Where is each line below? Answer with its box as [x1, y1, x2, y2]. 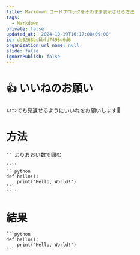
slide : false [6, 48, 39, 54]
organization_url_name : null [6, 43, 79, 49]
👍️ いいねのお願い [6, 81, 93, 95]
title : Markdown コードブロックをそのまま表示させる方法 [6, 8, 135, 15]
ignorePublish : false [6, 54, 61, 60]
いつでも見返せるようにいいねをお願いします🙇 [6, 106, 121, 113]
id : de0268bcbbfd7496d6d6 [6, 37, 71, 43]
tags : [6, 14, 20, 20]
